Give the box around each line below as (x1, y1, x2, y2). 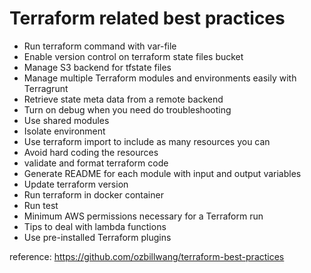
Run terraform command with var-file (23, 40, 177, 52)
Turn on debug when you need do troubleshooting (23, 103, 232, 116)
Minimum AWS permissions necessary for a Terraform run (23, 210, 264, 222)
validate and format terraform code (23, 157, 169, 169)
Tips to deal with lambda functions (23, 220, 167, 232)
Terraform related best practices (9, 7, 286, 30)
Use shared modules (23, 114, 110, 126)
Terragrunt (23, 82, 69, 94)
